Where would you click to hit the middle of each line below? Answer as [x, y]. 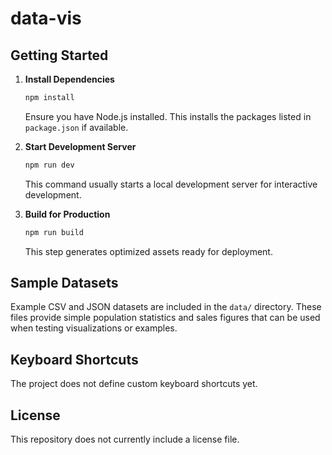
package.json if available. [76, 127]
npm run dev [49, 165]
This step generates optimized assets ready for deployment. [148, 251]
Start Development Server [80, 146]
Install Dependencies [69, 79]
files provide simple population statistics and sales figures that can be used [165, 318]
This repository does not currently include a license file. [125, 439]
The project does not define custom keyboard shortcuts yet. [134, 384]
